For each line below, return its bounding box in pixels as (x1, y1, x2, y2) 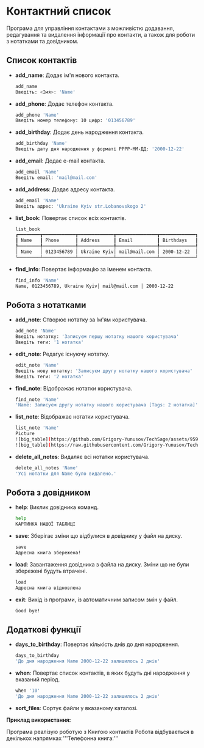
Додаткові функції (6, 625, 81, 635)
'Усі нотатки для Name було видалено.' (15, 471, 117, 477)
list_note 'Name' (15, 425, 60, 431)
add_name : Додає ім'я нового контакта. (15, 71, 120, 79)
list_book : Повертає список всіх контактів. (15, 214, 127, 221)
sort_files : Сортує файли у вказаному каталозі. (15, 704, 138, 711)
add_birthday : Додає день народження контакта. (15, 128, 144, 136)
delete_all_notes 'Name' (15, 464, 79, 471)
